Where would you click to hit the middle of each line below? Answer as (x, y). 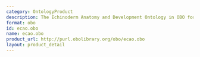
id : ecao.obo (22, 28)
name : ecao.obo (25, 34)
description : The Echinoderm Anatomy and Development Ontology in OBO (96, 17)
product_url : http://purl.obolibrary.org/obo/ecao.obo (76, 39)
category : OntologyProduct (40, 12)
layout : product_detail (36, 45)
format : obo (21, 23)
